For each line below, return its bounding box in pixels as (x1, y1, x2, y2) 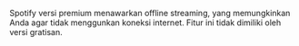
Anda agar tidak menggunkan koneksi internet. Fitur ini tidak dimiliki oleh (9, 17, 282, 28)
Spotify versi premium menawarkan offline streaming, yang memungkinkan (9, 8, 291, 18)
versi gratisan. (9, 27, 63, 37)
